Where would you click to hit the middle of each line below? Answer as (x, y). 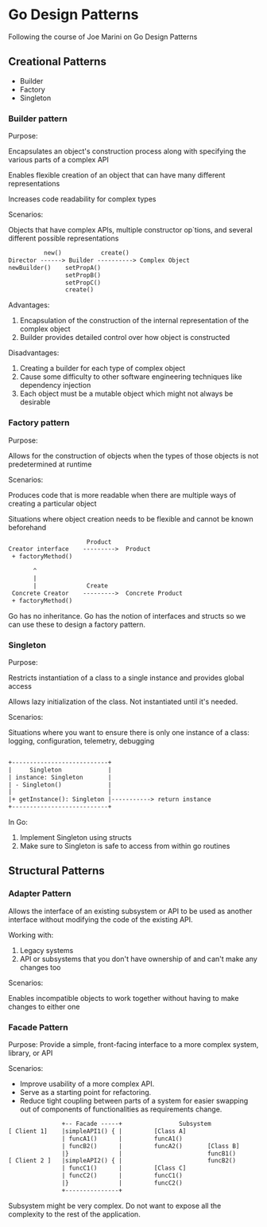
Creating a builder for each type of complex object (103, 369)
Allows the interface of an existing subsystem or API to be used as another (130, 911)
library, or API (31, 1053)
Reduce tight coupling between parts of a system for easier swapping (134, 1101)
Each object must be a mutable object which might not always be (126, 394)
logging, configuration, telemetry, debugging (81, 740)
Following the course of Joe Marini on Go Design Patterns (103, 37)
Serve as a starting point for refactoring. (85, 1092)
